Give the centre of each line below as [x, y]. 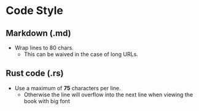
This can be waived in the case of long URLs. [81, 54]
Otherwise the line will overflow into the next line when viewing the [108, 95]
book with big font [47, 101]
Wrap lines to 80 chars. [44, 48]
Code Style [35, 11]
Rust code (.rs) [35, 73]
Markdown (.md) [38, 33]
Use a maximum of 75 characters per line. [68, 88]
